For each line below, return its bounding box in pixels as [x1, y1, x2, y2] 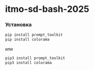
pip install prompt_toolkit [5, 32, 63, 38]
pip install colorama [5, 37, 50, 42]
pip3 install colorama [5, 61, 52, 66]
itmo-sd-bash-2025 [5, 3, 90, 15]
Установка [5, 21, 32, 28]
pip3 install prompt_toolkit [5, 56, 65, 61]
